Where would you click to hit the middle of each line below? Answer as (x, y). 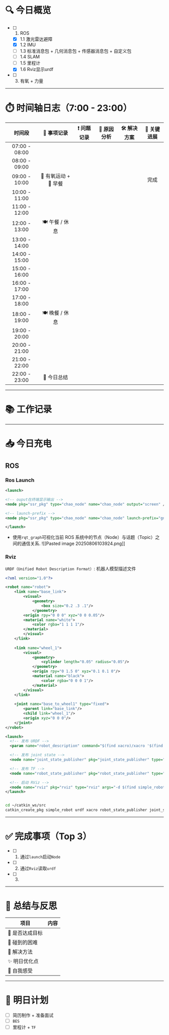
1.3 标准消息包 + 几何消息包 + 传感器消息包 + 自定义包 (76, 51)
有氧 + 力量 (32, 81)
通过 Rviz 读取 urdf (38, 868)
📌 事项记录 (56, 133)
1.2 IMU (28, 45)
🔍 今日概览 (28, 10)
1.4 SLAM (30, 57)
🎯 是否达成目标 (25, 933)
